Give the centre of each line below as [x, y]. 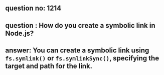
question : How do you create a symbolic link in [80, 25]
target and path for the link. [49, 66]
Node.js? [20, 33]
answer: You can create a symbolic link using [77, 51]
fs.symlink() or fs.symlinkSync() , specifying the [82, 58]
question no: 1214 [33, 8]
